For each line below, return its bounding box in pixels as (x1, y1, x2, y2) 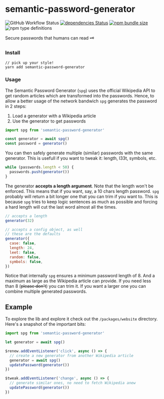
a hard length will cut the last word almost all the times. (5, 204, 117, 210)
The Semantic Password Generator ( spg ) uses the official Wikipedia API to (5, 88, 156, 93)
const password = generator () (5, 141, 68, 146)
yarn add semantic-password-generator (5, 65, 85, 70)
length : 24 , (9, 246, 35, 251)
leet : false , (9, 250, 37, 255)
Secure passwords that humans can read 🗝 (5, 35, 94, 41)
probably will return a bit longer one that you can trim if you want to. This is (5, 193, 158, 199)
